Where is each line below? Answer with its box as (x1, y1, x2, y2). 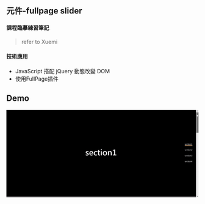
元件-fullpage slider (6, 5, 82, 16)
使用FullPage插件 (15, 75, 59, 82)
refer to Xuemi (21, 38, 58, 45)
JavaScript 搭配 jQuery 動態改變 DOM (15, 67, 110, 75)
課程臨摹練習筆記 (6, 24, 49, 31)
